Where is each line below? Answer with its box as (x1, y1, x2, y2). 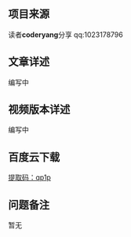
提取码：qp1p (8, 172, 51, 183)
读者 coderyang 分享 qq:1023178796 (8, 30, 123, 39)
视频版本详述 (8, 103, 71, 117)
